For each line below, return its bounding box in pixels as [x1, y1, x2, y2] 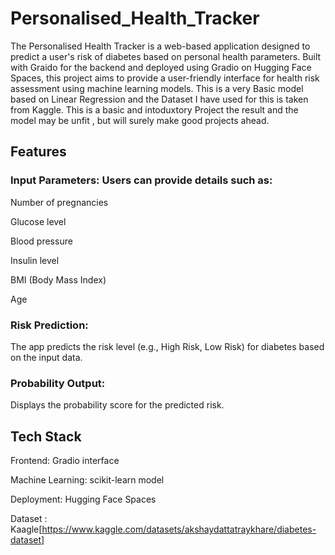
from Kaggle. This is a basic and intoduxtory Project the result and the [10, 103, 299, 116]
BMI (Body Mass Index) [10, 273, 107, 286]
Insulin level [10, 254, 60, 266]
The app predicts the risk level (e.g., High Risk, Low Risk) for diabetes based [10, 340, 325, 352]
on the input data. [10, 351, 83, 363]
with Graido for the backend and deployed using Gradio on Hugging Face [10, 61, 312, 73]
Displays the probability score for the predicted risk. [10, 399, 225, 411]
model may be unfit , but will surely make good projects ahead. [10, 114, 270, 126]
